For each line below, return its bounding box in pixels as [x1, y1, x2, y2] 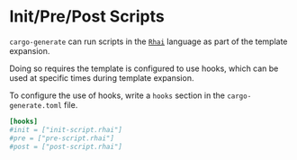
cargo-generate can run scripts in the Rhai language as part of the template [9, 36, 288, 47]
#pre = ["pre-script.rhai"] [9, 133, 115, 143]
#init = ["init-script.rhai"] [9, 125, 123, 134]
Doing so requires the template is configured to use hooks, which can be [9, 63, 279, 74]
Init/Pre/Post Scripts [9, 6, 165, 27]
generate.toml [9, 101, 63, 110]
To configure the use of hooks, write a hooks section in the [9, 90, 225, 101]
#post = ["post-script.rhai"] [9, 142, 123, 151]
